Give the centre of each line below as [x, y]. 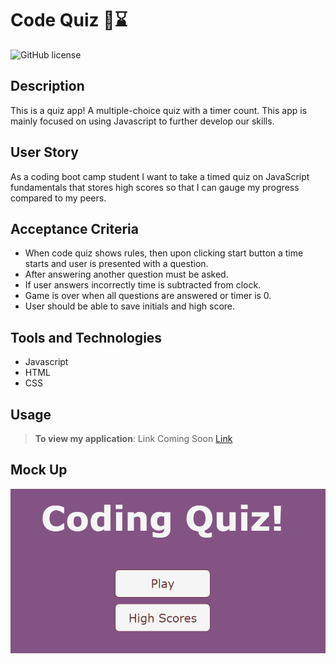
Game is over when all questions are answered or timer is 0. [148, 296]
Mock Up [39, 470]
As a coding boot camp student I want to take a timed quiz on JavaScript [160, 176]
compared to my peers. [58, 198]
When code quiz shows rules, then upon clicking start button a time [164, 253]
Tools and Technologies [86, 337]
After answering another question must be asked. [126, 274]
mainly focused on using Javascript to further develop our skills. [142, 121]
